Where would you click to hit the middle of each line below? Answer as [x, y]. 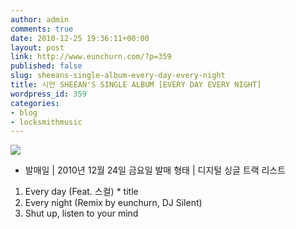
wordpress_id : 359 [48, 94]
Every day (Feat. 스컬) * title [81, 192]
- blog [24, 112]
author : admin [40, 19]
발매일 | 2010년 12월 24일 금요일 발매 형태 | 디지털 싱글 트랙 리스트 [155, 170]
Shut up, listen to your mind [81, 213]
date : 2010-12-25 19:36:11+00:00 [80, 38]
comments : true [42, 29]
